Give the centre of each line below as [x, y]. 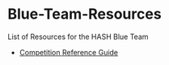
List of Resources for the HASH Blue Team [78, 37]
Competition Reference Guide [69, 52]
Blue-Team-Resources [85, 14]
